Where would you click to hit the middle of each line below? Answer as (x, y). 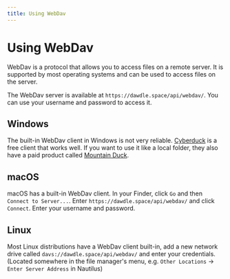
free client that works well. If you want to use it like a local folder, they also (113, 148)
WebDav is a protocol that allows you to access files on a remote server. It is (115, 67)
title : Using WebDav (37, 13)
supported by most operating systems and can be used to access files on (111, 74)
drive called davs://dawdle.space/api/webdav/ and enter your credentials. (111, 254)
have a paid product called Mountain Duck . (68, 155)
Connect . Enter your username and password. (71, 209)
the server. (22, 81)
